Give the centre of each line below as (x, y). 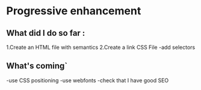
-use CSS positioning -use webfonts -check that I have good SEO (88, 80)
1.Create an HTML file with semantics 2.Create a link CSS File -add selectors (101, 47)
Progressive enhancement (74, 11)
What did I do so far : (46, 33)
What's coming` (37, 66)
